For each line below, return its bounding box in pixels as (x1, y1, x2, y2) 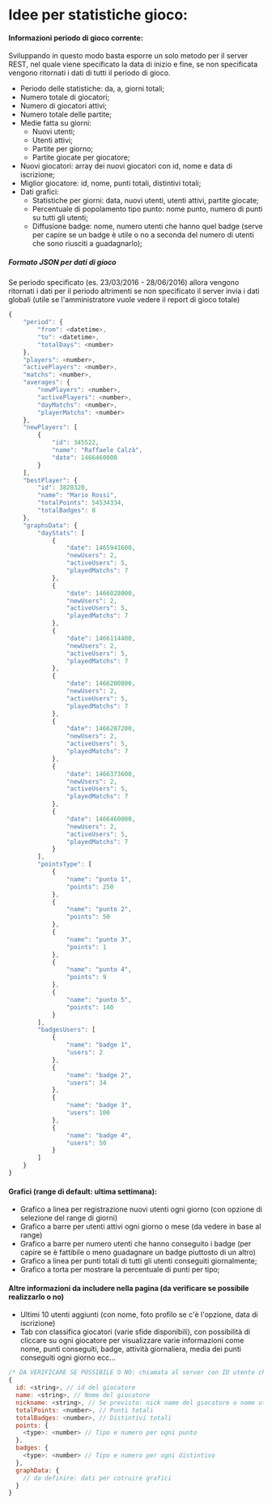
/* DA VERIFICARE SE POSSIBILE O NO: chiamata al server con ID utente (8, 1369, 255, 1377)
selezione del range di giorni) (19, 1213, 118, 1223)
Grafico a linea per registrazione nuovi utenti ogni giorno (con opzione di (19, 1204, 263, 1214)
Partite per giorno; (32, 144, 94, 154)
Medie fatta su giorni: (19, 118, 91, 128)
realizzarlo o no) (8, 1292, 65, 1302)
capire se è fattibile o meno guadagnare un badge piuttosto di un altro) (19, 1247, 257, 1257)
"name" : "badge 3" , (66, 1101, 132, 1110)
